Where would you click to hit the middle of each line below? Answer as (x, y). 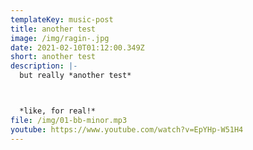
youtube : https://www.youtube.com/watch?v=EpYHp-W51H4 (127, 129)
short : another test (53, 57)
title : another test (53, 29)
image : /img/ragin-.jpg (60, 38)
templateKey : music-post (62, 19)
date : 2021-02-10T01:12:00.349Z (77, 47)
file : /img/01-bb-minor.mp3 (69, 120)
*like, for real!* (58, 111)
